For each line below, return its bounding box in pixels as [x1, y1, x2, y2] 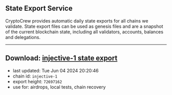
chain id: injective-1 [12, 73, 58, 79]
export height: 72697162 [12, 78, 62, 84]
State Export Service [5, 4, 73, 13]
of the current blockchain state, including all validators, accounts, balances [5, 28, 164, 35]
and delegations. [5, 34, 41, 40]
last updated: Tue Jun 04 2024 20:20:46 [12, 67, 99, 73]
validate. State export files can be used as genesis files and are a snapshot [5, 23, 163, 29]
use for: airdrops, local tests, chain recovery [12, 84, 106, 90]
